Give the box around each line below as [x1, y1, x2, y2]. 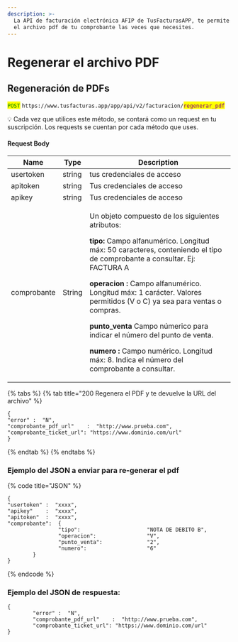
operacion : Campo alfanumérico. [89, 278, 202, 288]
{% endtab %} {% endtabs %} [7, 447, 96, 456]
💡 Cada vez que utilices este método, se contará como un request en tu [7, 115, 217, 124]
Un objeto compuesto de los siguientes [89, 211, 220, 221]
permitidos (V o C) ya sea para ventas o [89, 296, 222, 306]
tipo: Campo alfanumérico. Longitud [89, 236, 210, 246]
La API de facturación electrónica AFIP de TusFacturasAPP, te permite [13, 17, 230, 24]
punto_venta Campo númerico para [89, 321, 209, 331]
